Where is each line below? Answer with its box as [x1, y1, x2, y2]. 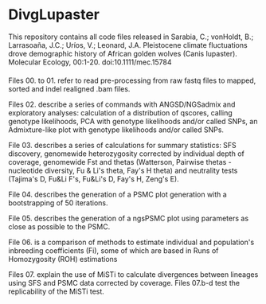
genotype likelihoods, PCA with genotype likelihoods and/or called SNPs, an [8, 116, 258, 126]
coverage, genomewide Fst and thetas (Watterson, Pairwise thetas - [8, 157, 233, 166]
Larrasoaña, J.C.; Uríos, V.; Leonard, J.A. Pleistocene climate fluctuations [8, 40, 248, 49]
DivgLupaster [8, 6, 100, 24]
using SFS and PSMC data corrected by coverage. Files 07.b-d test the [8, 278, 241, 287]
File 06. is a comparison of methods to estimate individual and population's [8, 237, 255, 247]
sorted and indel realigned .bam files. [8, 84, 131, 93]
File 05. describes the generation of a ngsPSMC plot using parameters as [8, 213, 249, 223]
